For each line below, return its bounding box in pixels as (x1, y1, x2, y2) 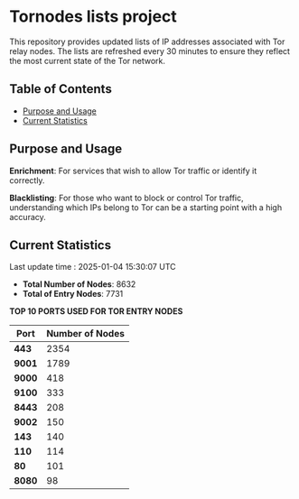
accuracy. (9, 211, 47, 222)
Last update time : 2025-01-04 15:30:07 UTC (9, 262, 176, 273)
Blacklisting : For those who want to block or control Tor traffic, (9, 192, 244, 203)
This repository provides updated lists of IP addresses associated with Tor (9, 36, 285, 47)
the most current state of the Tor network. (9, 55, 165, 66)
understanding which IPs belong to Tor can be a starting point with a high (9, 201, 283, 213)
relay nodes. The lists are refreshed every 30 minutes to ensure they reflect (9, 45, 291, 56)
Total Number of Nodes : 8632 (22, 279, 136, 290)
